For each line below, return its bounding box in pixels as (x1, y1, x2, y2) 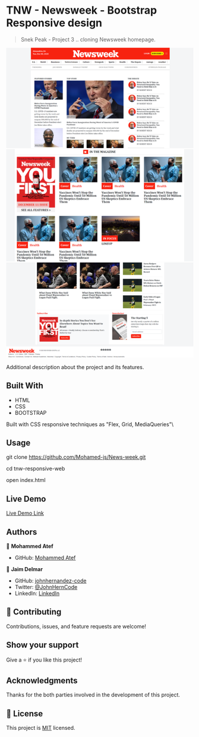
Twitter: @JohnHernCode (14, 584, 78, 591)
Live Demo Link (6, 509, 45, 517)
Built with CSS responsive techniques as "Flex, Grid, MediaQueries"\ (6, 420, 174, 428)
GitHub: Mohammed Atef (14, 554, 76, 562)
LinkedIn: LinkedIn (14, 590, 60, 597)
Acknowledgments (6, 676, 78, 686)
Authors (6, 527, 37, 537)
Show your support (6, 640, 79, 650)
